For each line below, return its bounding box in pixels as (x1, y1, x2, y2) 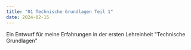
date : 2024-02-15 (6, 14, 50, 20)
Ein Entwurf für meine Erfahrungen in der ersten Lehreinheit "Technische (6, 30, 186, 37)
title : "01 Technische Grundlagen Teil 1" (6, 8, 113, 15)
